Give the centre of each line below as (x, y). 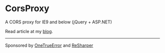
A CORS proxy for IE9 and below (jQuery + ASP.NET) (58, 22)
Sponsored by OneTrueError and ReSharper (49, 45)
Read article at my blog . (29, 31)
